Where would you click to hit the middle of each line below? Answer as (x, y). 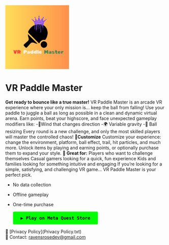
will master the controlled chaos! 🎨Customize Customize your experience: (83, 137)
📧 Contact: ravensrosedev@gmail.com (46, 237)
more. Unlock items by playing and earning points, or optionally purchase (82, 148)
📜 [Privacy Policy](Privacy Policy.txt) (44, 231)
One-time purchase (33, 204)
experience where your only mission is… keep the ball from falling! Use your (85, 107)
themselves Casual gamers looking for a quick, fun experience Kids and (81, 158)
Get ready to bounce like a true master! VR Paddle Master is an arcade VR (84, 102)
